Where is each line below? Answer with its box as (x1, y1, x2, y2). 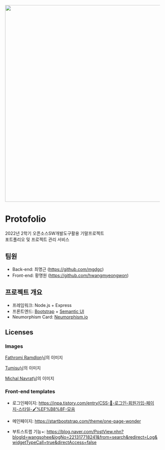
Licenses (5, 328, 33, 336)
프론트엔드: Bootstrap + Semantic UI (12, 308, 84, 314)
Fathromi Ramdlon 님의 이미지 (5, 355, 63, 360)
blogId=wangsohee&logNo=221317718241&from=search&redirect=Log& (12, 434, 158, 440)
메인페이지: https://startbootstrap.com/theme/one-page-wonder (12, 418, 141, 424)
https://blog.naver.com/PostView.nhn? (46, 428, 124, 434)
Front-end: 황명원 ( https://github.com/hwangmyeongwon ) (12, 272, 129, 278)
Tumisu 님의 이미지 (5, 365, 41, 371)
